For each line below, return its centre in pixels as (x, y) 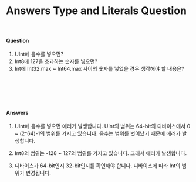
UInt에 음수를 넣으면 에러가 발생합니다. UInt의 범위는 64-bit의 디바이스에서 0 (102, 126)
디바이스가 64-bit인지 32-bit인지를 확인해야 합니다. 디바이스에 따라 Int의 (97, 166)
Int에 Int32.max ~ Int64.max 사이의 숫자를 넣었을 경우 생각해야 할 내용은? (99, 69)
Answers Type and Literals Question (96, 11)
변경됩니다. (38, 173)
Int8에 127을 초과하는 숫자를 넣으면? (56, 61)
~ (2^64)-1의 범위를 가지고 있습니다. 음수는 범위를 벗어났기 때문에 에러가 (97, 133)
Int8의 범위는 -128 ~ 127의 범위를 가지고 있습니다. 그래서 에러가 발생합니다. (101, 153)
